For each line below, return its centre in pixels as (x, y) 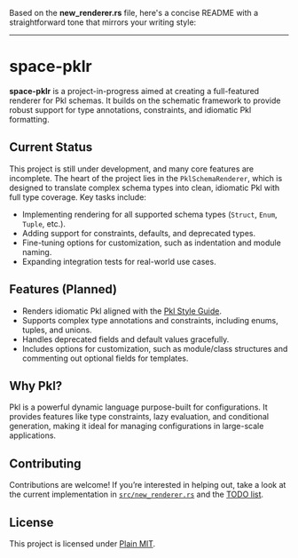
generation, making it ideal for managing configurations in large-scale (137, 426)
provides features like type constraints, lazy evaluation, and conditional (139, 417)
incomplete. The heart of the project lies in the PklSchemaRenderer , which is (146, 178)
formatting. (30, 119)
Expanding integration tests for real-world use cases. (119, 261)
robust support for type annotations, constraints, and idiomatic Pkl (130, 109)
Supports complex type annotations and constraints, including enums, (150, 320)
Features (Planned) (63, 289)
